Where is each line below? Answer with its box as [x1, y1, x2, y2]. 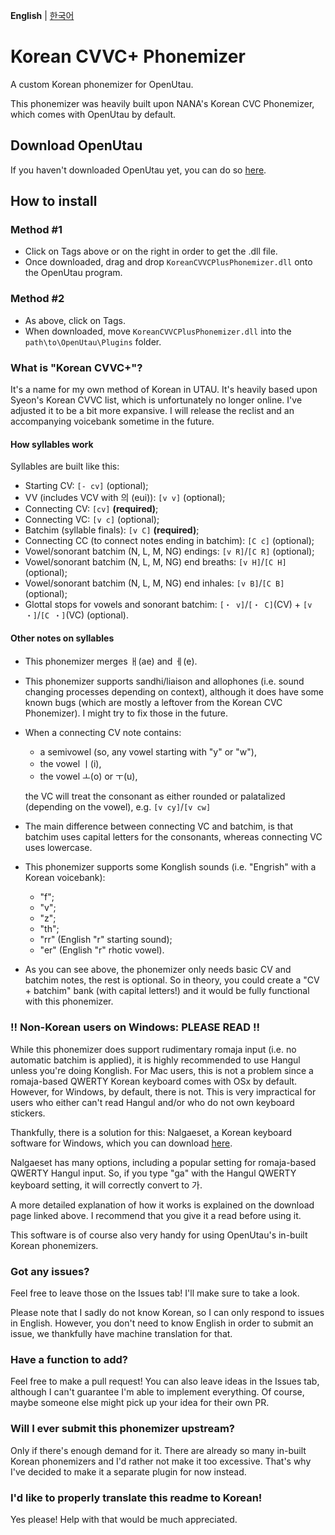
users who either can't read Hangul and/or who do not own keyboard [10, 1096, 295, 1108]
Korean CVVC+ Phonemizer [10, 45, 246, 68]
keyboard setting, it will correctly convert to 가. [10, 1179, 203, 1191]
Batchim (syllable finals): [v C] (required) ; [24, 524, 200, 536]
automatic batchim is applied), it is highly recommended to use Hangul [10, 1054, 301, 1066]
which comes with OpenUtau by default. [10, 108, 177, 120]
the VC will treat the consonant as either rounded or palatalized [24, 790, 286, 803]
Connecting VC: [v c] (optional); [24, 514, 160, 526]
